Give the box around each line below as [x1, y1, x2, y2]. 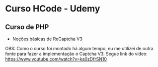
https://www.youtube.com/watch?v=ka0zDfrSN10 [5, 56, 107, 62]
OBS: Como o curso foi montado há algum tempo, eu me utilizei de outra [5, 46, 154, 51]
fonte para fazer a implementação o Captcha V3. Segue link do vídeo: [5, 51, 148, 57]
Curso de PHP [5, 23, 49, 31]
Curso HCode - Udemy [5, 3, 100, 14]
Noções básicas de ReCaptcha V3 [12, 36, 83, 42]
